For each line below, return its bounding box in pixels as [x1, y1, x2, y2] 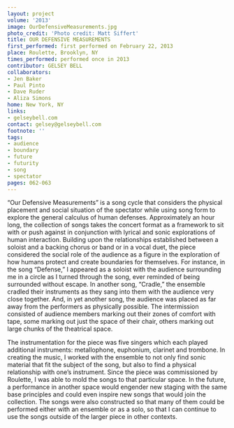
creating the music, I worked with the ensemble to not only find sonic [7, 353, 206, 362]
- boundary [7, 147, 39, 154]
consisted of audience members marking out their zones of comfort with [7, 310, 217, 318]
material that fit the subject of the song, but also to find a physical [7, 361, 197, 369]
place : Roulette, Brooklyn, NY [7, 50, 98, 57]
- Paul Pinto [7, 82, 45, 89]
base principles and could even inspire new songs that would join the [7, 390, 206, 399]
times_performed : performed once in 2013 [7, 56, 130, 63]
